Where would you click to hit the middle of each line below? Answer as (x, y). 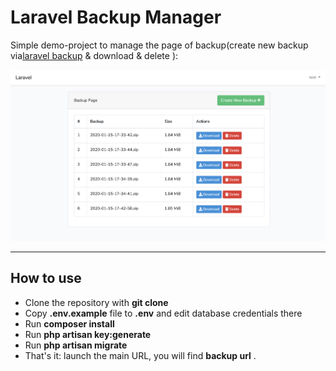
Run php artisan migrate (76, 345)
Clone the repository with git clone (96, 302)
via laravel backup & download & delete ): (94, 55)
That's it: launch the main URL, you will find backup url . (140, 355)
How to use (46, 278)
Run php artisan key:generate (88, 334)
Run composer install (69, 323)
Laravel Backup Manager (116, 17)
